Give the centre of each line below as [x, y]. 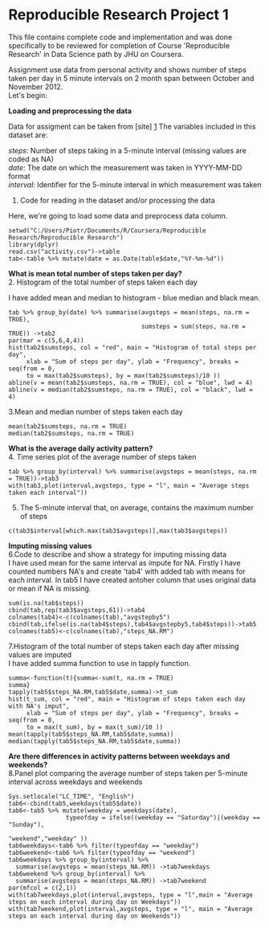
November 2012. [36, 87]
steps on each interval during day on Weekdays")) [95, 901]
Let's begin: [28, 95]
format [19, 176]
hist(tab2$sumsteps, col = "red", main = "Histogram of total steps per [132, 347]
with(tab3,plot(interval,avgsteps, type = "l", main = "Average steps [129, 485]
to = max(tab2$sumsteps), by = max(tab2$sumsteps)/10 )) [123, 375]
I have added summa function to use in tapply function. [100, 663]
